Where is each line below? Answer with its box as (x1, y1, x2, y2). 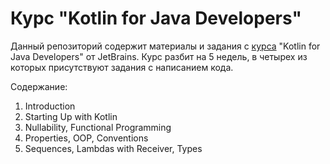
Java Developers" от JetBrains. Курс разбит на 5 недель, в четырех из (10, 50, 308, 62)
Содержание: (10, 80, 68, 92)
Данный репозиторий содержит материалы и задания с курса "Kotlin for (10, 40, 321, 52)
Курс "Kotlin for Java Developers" (10, 7, 302, 30)
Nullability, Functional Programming (24, 121, 172, 133)
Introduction (24, 100, 76, 112)
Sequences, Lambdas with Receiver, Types (24, 142, 203, 154)
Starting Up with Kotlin (24, 110, 118, 122)
